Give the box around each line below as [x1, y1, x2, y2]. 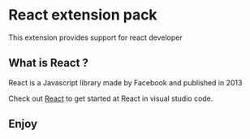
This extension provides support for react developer [8, 33, 183, 42]
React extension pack [8, 6, 157, 24]
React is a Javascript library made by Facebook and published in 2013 [8, 77, 243, 87]
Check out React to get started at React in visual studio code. [8, 93, 213, 103]
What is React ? [8, 56, 89, 70]
